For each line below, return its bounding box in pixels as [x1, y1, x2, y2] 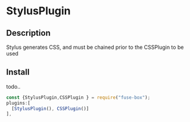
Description [6, 28, 51, 38]
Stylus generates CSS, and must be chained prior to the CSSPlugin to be [6, 43, 184, 51]
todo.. [6, 83, 21, 90]
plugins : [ [6, 100, 31, 106]
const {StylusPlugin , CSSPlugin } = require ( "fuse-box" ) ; [6, 94, 151, 101]
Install [6, 67, 30, 77]
